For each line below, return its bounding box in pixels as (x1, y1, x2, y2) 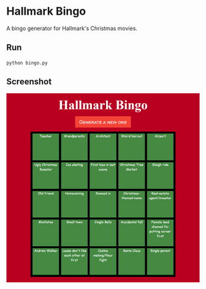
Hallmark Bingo (6, 4, 86, 18)
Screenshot (6, 77, 52, 87)
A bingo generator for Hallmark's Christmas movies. (6, 25, 138, 32)
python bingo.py (6, 60, 48, 66)
